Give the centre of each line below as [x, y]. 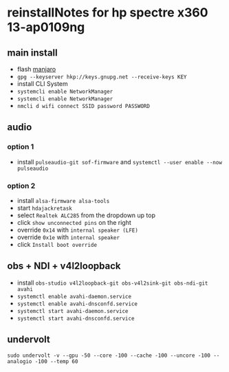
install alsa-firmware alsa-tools [63, 200]
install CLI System [43, 84]
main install [32, 53]
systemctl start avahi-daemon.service [73, 311]
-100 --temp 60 [56, 361]
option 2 [21, 186]
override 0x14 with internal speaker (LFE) [78, 230]
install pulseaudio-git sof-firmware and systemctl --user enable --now [119, 162]
